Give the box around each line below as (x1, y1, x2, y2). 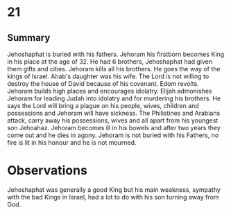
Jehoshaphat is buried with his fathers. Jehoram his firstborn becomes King (7, 50, 225, 58)
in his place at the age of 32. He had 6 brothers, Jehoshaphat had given (7, 57, 213, 66)
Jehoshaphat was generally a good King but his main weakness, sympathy (7, 185, 221, 194)
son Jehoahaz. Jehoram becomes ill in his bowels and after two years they (7, 124, 221, 132)
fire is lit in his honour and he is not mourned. (7, 139, 137, 146)
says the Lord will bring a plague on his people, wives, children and (7, 102, 199, 109)
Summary (7, 32, 51, 44)
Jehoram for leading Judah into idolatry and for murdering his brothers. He (7, 94, 221, 102)
